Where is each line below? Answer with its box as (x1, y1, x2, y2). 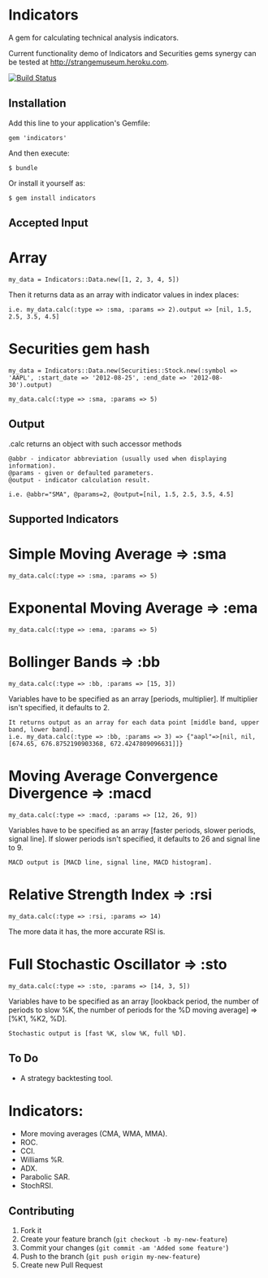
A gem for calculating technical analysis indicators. (8, 33, 179, 42)
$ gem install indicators (8, 194, 96, 202)
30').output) (8, 381, 53, 389)
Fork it (19, 1226, 42, 1236)
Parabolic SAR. (19, 1171, 71, 1182)
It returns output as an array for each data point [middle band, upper (8, 718, 260, 727)
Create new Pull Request (19, 1260, 103, 1270)
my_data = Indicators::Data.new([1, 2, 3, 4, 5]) (8, 275, 180, 284)
